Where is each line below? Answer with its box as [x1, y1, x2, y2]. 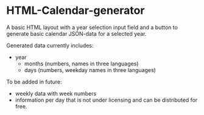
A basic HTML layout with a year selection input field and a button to [6, 24, 178, 31]
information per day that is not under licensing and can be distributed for [15, 96, 198, 103]
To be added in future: [6, 78, 62, 85]
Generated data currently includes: [6, 42, 94, 49]
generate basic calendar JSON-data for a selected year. [6, 30, 147, 37]
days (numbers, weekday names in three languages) [24, 66, 157, 73]
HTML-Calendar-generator [6, 4, 145, 18]
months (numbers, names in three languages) [24, 60, 139, 67]
